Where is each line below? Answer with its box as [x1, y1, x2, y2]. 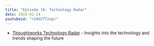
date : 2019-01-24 [5, 12, 41, 17]
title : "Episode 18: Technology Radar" [5, 7, 87, 12]
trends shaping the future [12, 35, 64, 41]
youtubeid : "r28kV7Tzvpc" [5, 16, 58, 21]
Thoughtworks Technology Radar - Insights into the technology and [12, 30, 150, 36]
